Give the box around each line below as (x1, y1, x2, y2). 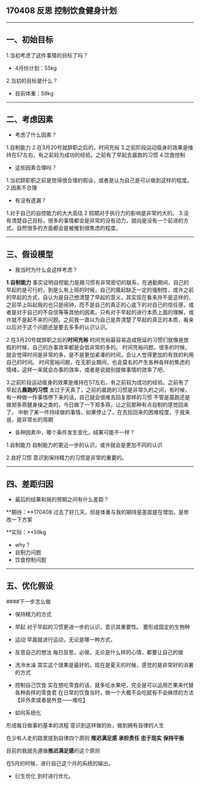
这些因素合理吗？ (14, 164, 57, 171)
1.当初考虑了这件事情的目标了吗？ (6, 51, 88, 58)
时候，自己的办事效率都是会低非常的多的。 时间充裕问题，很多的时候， (16, 344, 190, 351)
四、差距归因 (6, 479, 54, 489)
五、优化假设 (6, 581, 54, 591)
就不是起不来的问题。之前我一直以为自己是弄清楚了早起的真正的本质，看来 (11, 316, 194, 323)
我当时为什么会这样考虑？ (14, 266, 78, 273)
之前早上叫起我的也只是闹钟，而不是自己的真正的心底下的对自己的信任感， (6, 301, 189, 308)
